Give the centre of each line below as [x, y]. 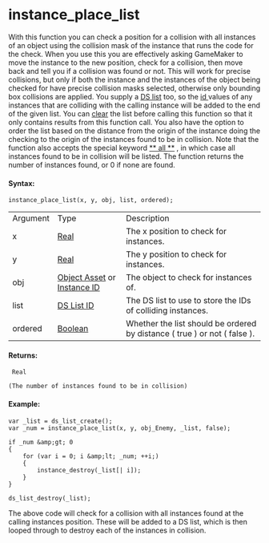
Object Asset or [86, 278]
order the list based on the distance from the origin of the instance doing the [134, 131]
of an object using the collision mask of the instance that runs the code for [131, 45]
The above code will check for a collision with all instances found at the [126, 513]
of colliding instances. [167, 310]
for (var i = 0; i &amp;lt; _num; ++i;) [91, 456]
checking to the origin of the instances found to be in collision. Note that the [134, 139]
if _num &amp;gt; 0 [41, 442]
